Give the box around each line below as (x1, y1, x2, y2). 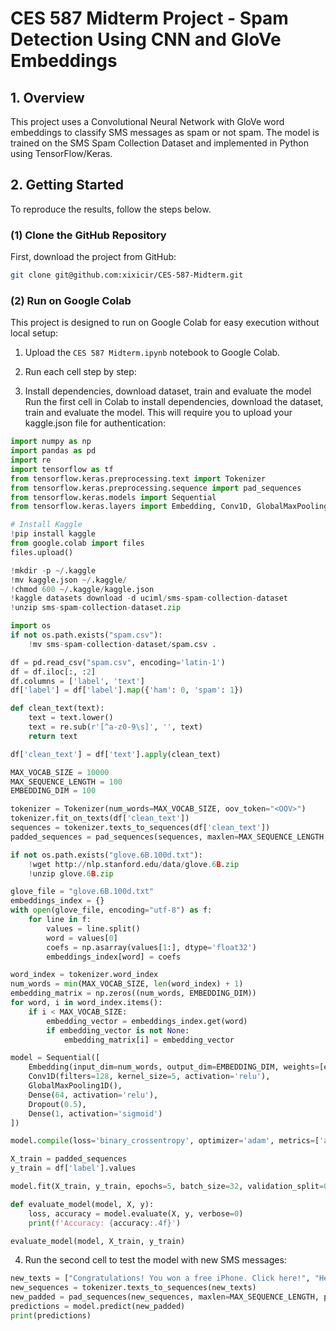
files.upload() (10, 547, 74, 557)
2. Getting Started (10, 177, 124, 194)
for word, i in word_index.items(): (10, 998, 163, 1008)
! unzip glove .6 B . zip (28, 868, 114, 879)
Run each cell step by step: (24, 366, 137, 378)
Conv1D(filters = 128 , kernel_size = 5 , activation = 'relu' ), (28, 1072, 271, 1082)
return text (28, 731, 78, 741)
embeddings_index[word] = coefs (46, 952, 182, 962)
